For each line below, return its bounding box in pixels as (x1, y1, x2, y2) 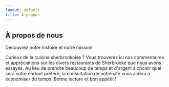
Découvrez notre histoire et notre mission (5, 44, 93, 51)
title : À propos (5, 12, 40, 17)
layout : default (5, 7, 40, 13)
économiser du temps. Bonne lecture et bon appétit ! (5, 76, 117, 82)
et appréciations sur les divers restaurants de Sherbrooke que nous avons (5, 60, 161, 66)
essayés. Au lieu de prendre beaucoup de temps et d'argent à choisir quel (5, 65, 161, 71)
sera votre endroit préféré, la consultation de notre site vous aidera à (5, 71, 150, 77)
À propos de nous (5, 31, 63, 40)
